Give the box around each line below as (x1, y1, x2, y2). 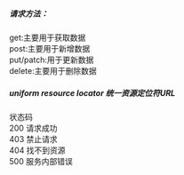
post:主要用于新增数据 (9, 43, 91, 53)
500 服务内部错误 (9, 155, 73, 166)
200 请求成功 (9, 123, 58, 133)
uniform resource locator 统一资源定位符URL (9, 87, 176, 98)
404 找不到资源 (9, 145, 66, 155)
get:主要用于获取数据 (9, 32, 86, 43)
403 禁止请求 (9, 133, 58, 144)
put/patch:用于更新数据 (9, 54, 94, 65)
